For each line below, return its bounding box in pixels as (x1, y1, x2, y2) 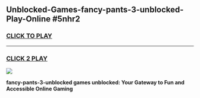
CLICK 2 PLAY (6, 54, 48, 62)
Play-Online (6, 14, 51, 24)
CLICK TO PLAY (6, 32, 52, 40)
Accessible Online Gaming (6, 85, 73, 92)
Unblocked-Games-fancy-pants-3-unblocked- (6, 5, 184, 15)
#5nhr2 (52, 14, 80, 24)
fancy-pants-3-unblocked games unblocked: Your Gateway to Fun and (6, 78, 185, 86)
